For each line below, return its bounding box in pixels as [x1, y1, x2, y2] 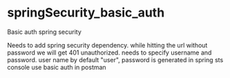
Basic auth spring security [7, 28, 82, 36]
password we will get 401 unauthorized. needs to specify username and [7, 48, 212, 57]
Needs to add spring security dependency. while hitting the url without [7, 41, 208, 49]
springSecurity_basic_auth [7, 5, 165, 21]
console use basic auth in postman [7, 63, 106, 71]
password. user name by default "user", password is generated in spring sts [7, 55, 224, 64]
